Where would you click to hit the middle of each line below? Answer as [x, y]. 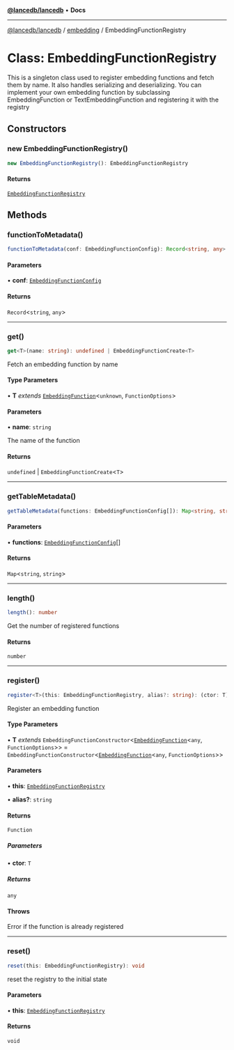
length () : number [32, 613]
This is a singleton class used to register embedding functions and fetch [111, 77]
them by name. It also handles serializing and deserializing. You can [104, 85]
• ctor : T [19, 863]
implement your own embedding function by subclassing [89, 92]
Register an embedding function [53, 708]
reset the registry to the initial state [57, 979]
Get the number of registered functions [63, 626]
